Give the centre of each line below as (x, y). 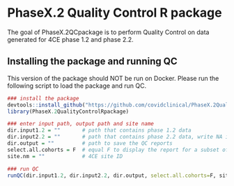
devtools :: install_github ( (46, 105)
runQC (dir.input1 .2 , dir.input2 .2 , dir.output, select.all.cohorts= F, (112, 176)
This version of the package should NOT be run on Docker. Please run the (113, 78)
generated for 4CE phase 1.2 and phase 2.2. (70, 39)
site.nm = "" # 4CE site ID (65, 156)
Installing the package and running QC (92, 62)
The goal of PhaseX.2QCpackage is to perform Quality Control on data (108, 32)
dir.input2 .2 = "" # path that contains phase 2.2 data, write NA (115, 137)
